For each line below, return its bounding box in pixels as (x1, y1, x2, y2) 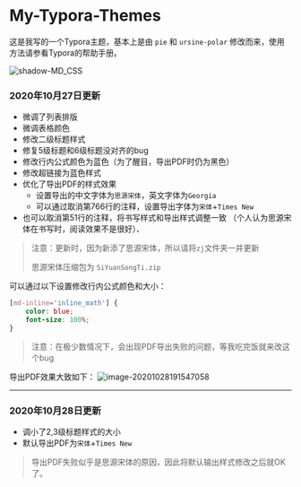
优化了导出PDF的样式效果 (21, 178, 117, 189)
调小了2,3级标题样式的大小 (21, 427, 121, 438)
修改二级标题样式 (21, 134, 86, 144)
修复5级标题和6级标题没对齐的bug (21, 145, 150, 156)
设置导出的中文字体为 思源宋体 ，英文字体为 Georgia (35, 190, 217, 201)
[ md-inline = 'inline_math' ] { (9, 299, 118, 308)
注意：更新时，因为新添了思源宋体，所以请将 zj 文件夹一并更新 (30, 243, 260, 254)
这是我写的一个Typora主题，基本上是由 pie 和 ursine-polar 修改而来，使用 (9, 36, 285, 47)
